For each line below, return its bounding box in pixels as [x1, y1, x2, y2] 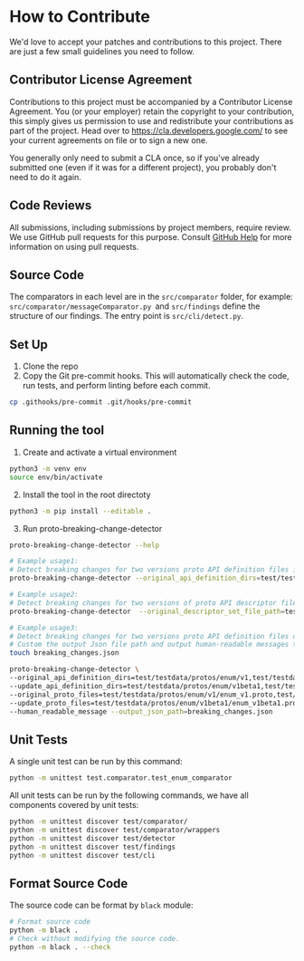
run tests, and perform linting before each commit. [22, 380, 211, 391]
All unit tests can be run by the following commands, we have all [9, 790, 249, 801]
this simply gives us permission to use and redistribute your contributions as [9, 115, 294, 126]
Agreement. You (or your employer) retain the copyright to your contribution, [9, 106, 295, 117]
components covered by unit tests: [9, 800, 139, 811]
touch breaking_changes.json [9, 649, 119, 658]
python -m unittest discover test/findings [9, 842, 176, 851]
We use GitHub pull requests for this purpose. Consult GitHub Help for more [9, 231, 292, 242]
